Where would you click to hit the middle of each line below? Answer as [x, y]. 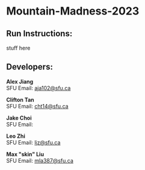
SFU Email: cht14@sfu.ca [37, 106]
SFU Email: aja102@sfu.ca [39, 88]
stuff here [18, 48]
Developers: [29, 67]
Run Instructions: [39, 34]
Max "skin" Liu [25, 154]
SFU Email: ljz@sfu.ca [33, 142]
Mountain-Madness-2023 [73, 11]
